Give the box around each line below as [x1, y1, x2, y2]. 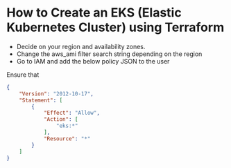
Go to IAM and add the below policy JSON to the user [16, 57, 170, 65]
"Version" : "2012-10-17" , [19, 90, 94, 97]
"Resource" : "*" [43, 135, 91, 142]
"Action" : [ [43, 116, 78, 123]
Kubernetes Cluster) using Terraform [6, 19, 225, 35]
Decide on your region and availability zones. [16, 42, 146, 50]
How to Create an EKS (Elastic [6, 5, 182, 21]
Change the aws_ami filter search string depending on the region [16, 50, 203, 58]
